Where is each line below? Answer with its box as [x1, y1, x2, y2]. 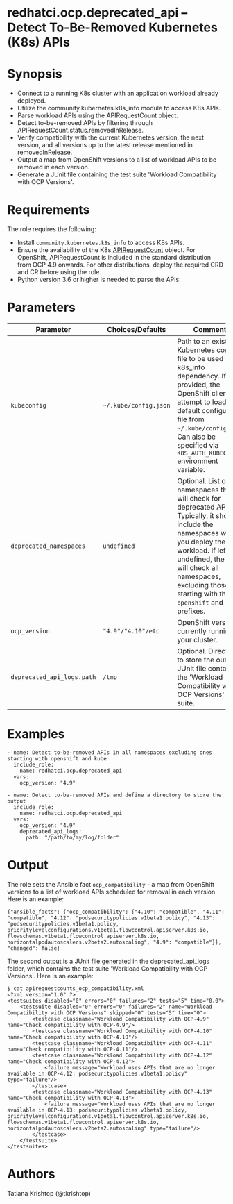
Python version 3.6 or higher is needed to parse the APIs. [17, 276, 182, 284]
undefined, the [176, 554, 225, 564]
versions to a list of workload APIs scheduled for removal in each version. [7, 887, 217, 896]
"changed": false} [7, 944, 60, 952]
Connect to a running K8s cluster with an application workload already [17, 89, 218, 98]
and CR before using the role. [17, 268, 102, 276]
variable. [176, 465, 206, 474]
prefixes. [176, 606, 206, 616]
